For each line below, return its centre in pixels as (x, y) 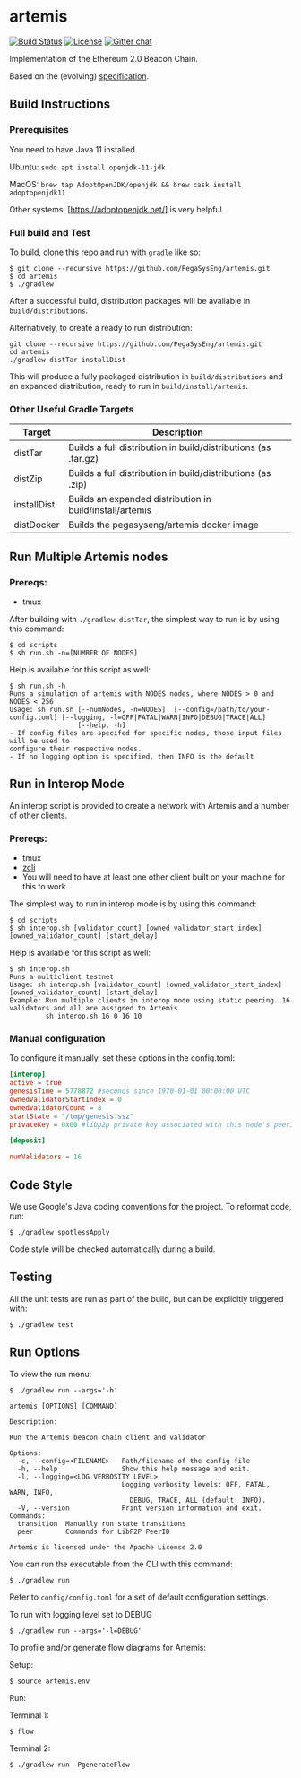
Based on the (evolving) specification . (79, 76)
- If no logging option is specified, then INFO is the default (132, 756)
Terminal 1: (29, 1715)
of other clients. (39, 815)
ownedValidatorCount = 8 (56, 1108)
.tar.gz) (84, 459)
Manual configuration (57, 1038)
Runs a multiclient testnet (62, 977)
